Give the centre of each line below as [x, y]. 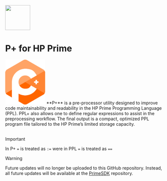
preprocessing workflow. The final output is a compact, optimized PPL [77, 119]
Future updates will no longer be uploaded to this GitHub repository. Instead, [84, 168]
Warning [14, 159]
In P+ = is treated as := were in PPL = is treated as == [59, 149]
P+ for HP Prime [39, 49]
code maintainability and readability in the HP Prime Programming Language [83, 108]
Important [15, 139]
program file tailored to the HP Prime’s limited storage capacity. [70, 124]
